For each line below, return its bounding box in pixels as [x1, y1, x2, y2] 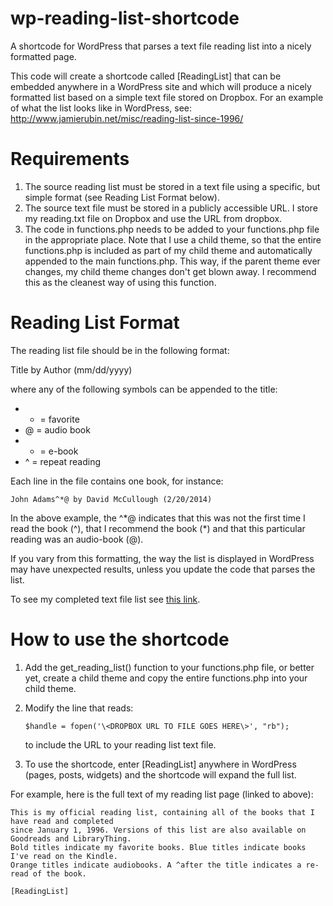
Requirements [10, 148, 130, 171]
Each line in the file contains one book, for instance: [10, 475, 224, 487]
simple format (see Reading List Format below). [24, 191, 220, 203]
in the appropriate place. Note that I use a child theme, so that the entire [24, 233, 322, 246]
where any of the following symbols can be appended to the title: [10, 383, 278, 395]
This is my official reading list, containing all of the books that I [10, 807, 315, 817]
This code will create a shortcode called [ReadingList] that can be [10, 70, 282, 82]
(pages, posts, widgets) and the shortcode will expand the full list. [24, 768, 297, 781]
